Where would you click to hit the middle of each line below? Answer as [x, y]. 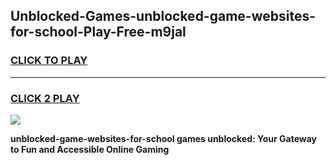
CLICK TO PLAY [49, 61]
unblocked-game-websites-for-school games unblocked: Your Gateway [163, 138]
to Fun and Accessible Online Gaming [90, 149]
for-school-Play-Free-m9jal [98, 32]
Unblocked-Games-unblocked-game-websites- [163, 16]
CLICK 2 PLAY [45, 98]
